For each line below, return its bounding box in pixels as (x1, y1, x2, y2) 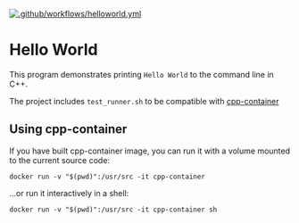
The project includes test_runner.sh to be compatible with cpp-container (9, 95, 279, 106)
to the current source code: (9, 154, 110, 165)
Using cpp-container (9, 121, 128, 137)
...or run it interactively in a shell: (9, 187, 129, 198)
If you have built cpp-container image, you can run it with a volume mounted (9, 145, 291, 156)
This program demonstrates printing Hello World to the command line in (9, 69, 274, 79)
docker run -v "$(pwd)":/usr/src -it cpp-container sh (9, 205, 218, 214)
